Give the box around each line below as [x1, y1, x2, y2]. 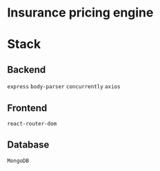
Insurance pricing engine [7, 5, 154, 21]
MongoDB [7, 157, 30, 164]
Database [7, 139, 50, 151]
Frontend [7, 102, 48, 114]
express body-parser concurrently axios [7, 83, 121, 90]
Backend [7, 63, 46, 75]
